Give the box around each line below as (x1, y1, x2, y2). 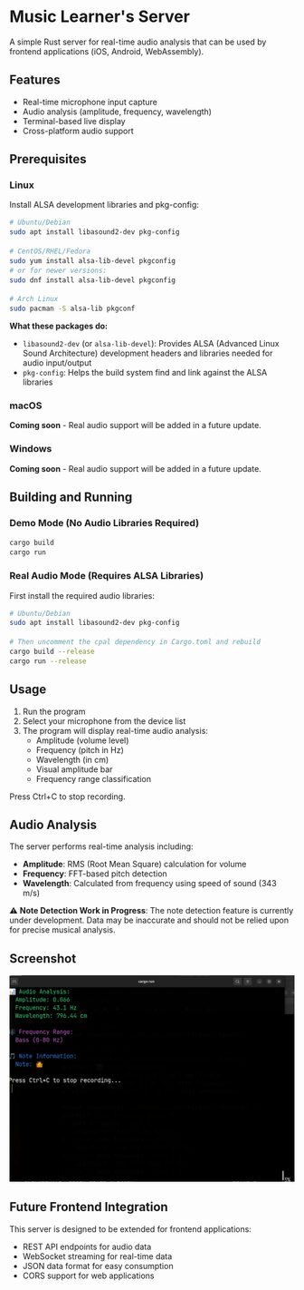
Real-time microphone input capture (22, 96, 158, 107)
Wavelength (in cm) (35, 754, 109, 765)
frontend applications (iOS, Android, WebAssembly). (9, 45, 204, 56)
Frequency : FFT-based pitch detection (22, 868, 167, 879)
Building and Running (9, 490, 133, 505)
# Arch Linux (9, 295, 59, 304)
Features (9, 73, 61, 88)
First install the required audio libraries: (9, 590, 156, 601)
